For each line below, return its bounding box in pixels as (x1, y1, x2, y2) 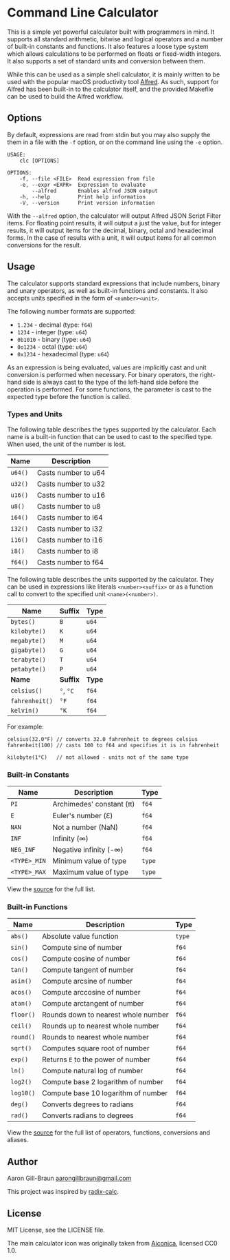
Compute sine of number (42, 943, 122, 953)
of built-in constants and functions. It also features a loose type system (7, 42, 209, 50)
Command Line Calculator (7, 5, 159, 21)
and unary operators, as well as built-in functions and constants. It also (7, 286, 208, 294)
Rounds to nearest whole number (42, 1033, 150, 1042)
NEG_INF (10, 846, 36, 854)
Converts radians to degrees (42, 1111, 134, 1121)
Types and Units (7, 409, 63, 419)
